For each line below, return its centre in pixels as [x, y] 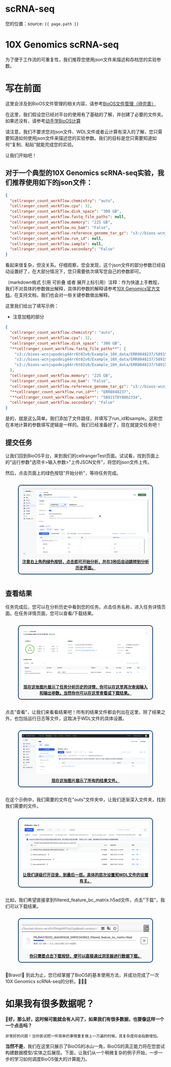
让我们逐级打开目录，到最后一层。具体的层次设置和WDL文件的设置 [85, 875]
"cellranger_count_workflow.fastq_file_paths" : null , [68, 217]
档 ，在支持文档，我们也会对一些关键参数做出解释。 [59, 295]
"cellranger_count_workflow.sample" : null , [56, 244]
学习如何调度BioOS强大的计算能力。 [52, 1059]
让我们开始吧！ [21, 155]
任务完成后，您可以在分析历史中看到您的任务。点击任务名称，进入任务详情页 [85, 607]
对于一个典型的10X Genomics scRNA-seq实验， [81, 173]
